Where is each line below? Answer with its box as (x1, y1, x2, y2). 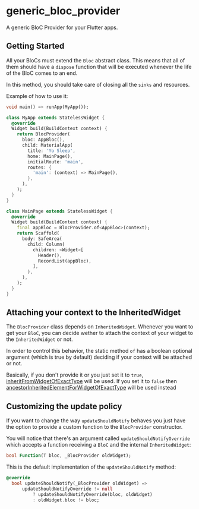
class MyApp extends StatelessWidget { (6, 115, 105, 121)
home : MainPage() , (27, 153, 73, 159)
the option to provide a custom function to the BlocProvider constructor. (6, 423, 183, 431)
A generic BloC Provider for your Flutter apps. (6, 24, 118, 31)
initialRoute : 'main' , (27, 159, 84, 165)
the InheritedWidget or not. (6, 336, 73, 343)
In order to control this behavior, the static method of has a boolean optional (6, 347, 192, 355)
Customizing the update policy (6, 401, 122, 411)
